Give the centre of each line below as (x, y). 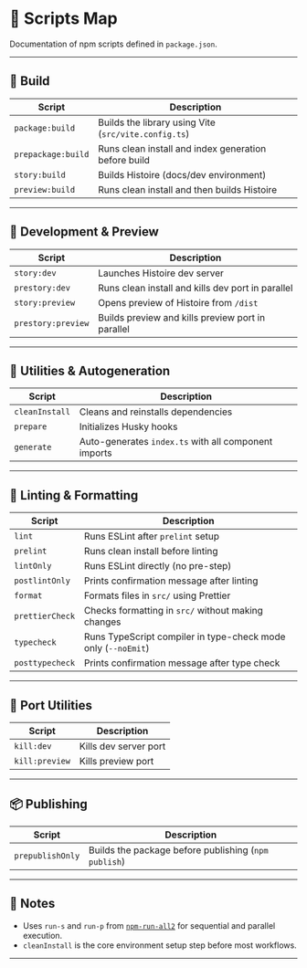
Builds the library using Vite (157, 122)
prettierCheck (45, 616)
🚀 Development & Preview (85, 232)
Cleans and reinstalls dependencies (156, 412)
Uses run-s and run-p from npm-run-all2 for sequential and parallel (149, 925)
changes (102, 622)
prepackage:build (52, 154)
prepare (31, 427)
